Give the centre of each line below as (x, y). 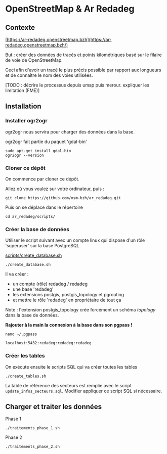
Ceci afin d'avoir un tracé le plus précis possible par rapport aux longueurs (83, 70)
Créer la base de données (37, 229)
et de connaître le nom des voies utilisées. (49, 75)
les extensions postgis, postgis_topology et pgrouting (68, 295)
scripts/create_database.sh (34, 255)
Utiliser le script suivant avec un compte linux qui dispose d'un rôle (75, 240)
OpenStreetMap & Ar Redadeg (70, 9)
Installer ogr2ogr (27, 121)
